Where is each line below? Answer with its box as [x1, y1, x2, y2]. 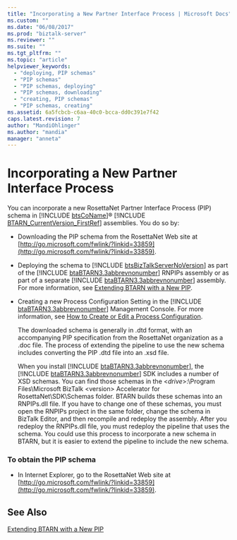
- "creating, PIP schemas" [13, 96, 93, 103]
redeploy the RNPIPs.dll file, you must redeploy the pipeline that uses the [17, 422, 230, 431]
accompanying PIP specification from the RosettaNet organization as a [17, 333, 224, 342]
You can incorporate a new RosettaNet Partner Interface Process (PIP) [7, 204, 212, 212]
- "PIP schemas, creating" [13, 102, 93, 109]
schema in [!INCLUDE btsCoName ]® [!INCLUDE [7, 211, 146, 220]
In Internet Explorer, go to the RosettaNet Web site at [17, 471, 171, 479]
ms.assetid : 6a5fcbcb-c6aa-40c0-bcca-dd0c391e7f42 [7, 109, 159, 116]
